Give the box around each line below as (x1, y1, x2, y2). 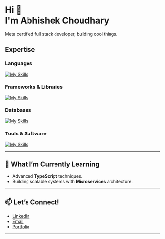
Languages (5, 60, 33, 67)
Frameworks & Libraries (5, 83, 63, 90)
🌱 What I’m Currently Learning (5, 160, 100, 168)
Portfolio (12, 224, 30, 230)
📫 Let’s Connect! (5, 198, 59, 206)
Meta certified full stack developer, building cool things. (5, 31, 118, 37)
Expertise (5, 45, 35, 53)
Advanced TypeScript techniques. (12, 173, 82, 179)
